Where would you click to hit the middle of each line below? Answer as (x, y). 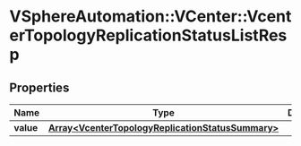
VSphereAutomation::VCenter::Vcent (150, 17)
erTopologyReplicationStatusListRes (148, 35)
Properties (39, 87)
